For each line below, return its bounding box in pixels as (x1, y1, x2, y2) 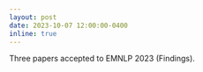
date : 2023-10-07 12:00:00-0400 (9, 21, 128, 30)
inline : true (9, 29, 57, 38)
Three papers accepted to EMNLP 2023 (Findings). (9, 54, 196, 64)
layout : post (9, 12, 57, 22)
